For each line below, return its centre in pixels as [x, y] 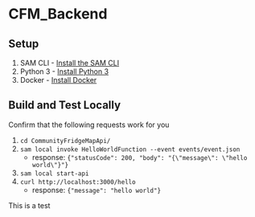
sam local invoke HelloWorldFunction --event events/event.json [130, 149]
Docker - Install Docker [58, 80]
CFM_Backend [58, 14]
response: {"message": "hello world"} [97, 190]
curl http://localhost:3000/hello [78, 182]
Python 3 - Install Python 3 [64, 72]
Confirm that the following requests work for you [89, 125]
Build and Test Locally [65, 105]
